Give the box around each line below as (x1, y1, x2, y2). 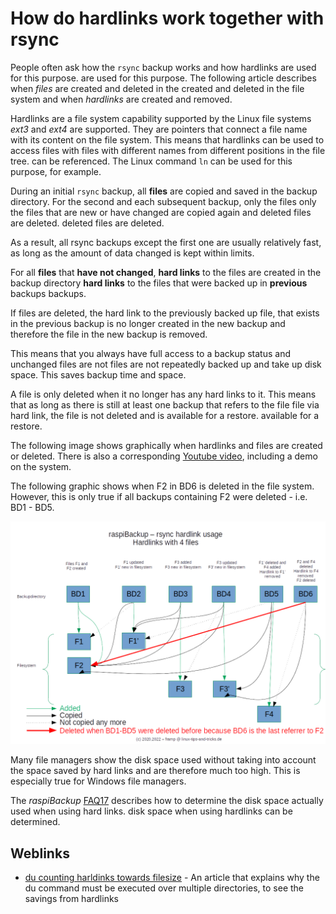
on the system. (10, 460, 72, 472)
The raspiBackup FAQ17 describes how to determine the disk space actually (10, 795, 324, 807)
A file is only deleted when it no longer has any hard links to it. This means (10, 388, 317, 400)
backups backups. (10, 287, 87, 299)
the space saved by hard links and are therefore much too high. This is (10, 765, 301, 777)
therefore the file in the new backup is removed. (10, 328, 208, 340)
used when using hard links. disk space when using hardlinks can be (10, 805, 293, 817)
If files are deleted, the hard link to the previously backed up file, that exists (10, 307, 320, 319)
